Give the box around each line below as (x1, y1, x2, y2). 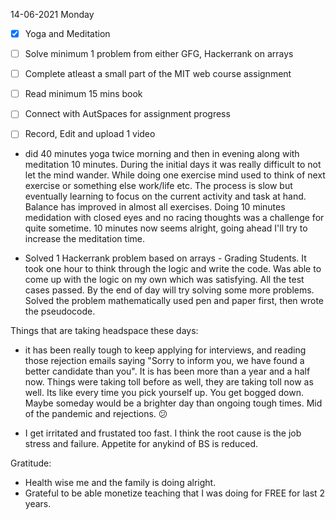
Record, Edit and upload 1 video (24, 128, 156, 140)
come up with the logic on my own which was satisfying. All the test (24, 274, 305, 286)
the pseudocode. (24, 305, 96, 318)
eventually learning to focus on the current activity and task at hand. (24, 190, 307, 203)
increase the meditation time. (24, 233, 146, 245)
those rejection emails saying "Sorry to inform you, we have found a (24, 355, 305, 367)
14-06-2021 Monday (10, 9, 95, 20)
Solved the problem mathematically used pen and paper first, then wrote (24, 295, 325, 307)
